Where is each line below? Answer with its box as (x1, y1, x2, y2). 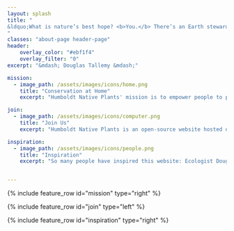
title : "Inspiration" (19, 151, 82, 159)
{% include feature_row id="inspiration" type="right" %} (7, 216, 169, 225)
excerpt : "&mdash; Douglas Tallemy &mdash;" (7, 62, 139, 69)
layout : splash (7, 10, 52, 17)
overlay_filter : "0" (19, 56, 79, 63)
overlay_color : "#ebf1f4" (19, 49, 95, 56)
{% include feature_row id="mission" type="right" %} (7, 189, 162, 198)
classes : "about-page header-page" (7, 36, 111, 43)
